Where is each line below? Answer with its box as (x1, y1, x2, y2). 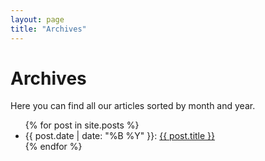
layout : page (10, 14, 65, 25)
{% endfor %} (24, 141, 83, 153)
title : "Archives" (10, 24, 87, 34)
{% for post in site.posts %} (24, 119, 140, 131)
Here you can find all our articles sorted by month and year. (10, 100, 256, 112)
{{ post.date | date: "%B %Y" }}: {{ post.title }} (24, 130, 216, 142)
